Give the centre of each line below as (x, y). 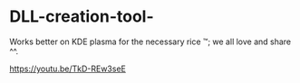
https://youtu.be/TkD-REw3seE (68, 69)
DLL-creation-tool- (82, 17)
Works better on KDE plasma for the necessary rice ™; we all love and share (150, 41)
